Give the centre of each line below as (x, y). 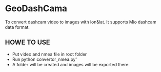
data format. (18, 27)
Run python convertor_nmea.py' (44, 59)
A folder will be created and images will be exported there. (71, 64)
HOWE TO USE (28, 43)
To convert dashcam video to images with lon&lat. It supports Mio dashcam (81, 22)
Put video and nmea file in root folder (49, 54)
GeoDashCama (36, 9)
